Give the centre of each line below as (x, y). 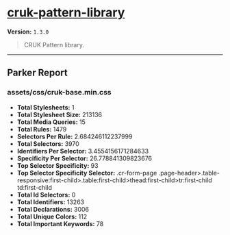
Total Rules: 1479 (42, 129)
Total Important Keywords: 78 (60, 223)
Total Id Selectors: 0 (46, 195)
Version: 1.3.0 (28, 32)
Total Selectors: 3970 (48, 144)
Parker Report (37, 73)
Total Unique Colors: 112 (52, 217)
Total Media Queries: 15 (51, 122)
